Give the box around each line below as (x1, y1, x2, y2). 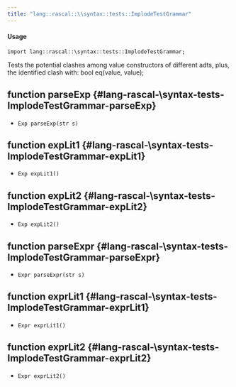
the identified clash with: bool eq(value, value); (7, 68, 144, 77)
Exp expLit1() (17, 170, 60, 178)
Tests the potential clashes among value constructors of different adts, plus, (7, 60, 230, 69)
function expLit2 (7, 190, 82, 202)
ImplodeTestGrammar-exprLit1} (7, 302, 150, 314)
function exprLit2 (7, 342, 86, 354)
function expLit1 (7, 139, 80, 151)
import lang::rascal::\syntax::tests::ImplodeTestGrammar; (7, 48, 186, 55)
